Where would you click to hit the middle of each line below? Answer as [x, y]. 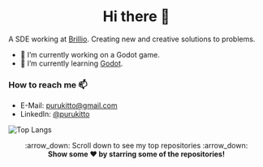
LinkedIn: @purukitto [55, 114]
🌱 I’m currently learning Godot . [71, 63]
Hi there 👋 [136, 17]
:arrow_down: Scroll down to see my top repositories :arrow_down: [136, 146]
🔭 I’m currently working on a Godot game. [90, 54]
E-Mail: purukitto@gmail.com [69, 105]
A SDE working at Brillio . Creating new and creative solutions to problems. [132, 39]
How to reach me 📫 [48, 84]
